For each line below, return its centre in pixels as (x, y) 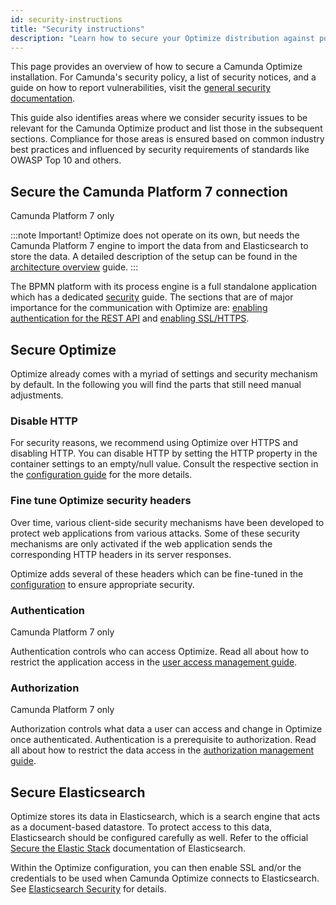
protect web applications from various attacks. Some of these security (155, 533)
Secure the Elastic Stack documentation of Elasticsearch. (128, 848)
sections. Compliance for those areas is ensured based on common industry (167, 139)
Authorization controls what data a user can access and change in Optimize (166, 729)
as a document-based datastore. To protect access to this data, (141, 827)
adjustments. (37, 395)
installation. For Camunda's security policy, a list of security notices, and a (163, 77)
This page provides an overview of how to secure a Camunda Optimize (156, 67)
